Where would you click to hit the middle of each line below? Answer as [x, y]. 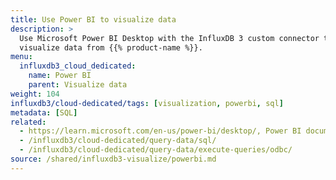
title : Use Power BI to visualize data [93, 19]
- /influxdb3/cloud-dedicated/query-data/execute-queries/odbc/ [156, 150]
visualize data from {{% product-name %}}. [111, 47]
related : [28, 122]
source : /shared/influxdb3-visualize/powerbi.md [113, 159]
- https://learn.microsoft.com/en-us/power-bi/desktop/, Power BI [160, 131]
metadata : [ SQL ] [44, 112]
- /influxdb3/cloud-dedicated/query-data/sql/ [118, 141]
